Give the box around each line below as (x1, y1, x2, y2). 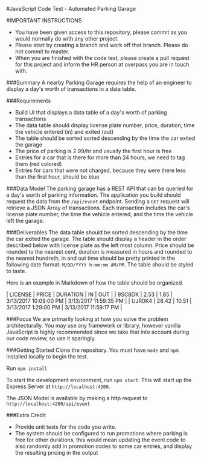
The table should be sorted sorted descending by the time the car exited (14, 134, 196, 142)
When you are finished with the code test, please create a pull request (14, 54, 190, 61)
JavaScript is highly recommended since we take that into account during (6, 328, 190, 335)
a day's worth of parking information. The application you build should (6, 191, 181, 199)
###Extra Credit (6, 412, 46, 418)
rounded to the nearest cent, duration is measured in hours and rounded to (6, 248, 193, 255)
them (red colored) (14, 160, 62, 167)
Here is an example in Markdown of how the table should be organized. (6, 279, 184, 286)
